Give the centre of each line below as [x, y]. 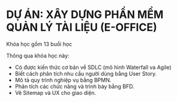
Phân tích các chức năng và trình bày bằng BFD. [74, 86]
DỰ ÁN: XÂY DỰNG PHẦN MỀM [85, 15]
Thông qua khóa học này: [38, 55]
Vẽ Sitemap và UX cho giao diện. [55, 92]
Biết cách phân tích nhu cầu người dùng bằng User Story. [86, 73]
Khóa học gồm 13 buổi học [39, 44]
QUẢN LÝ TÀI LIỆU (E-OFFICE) [82, 27]
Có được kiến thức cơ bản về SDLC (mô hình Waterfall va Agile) [93, 67]
